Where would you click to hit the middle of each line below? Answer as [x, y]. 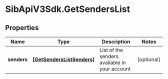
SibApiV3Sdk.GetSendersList [68, 9]
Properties [22, 28]
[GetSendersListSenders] [63, 59]
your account [115, 69]
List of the [111, 50]
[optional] [149, 59]
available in [112, 62]
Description [116, 42]
